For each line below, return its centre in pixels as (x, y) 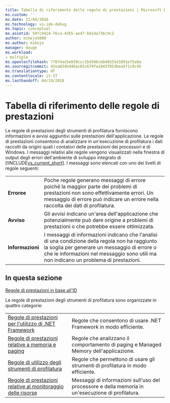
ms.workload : (19, 52)
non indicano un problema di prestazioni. (92, 260)
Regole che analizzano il (100, 338)
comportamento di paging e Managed (117, 344)
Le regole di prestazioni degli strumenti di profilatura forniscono (72, 130)
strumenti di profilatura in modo (109, 365)
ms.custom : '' (20, 15)
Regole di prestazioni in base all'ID (41, 290)
